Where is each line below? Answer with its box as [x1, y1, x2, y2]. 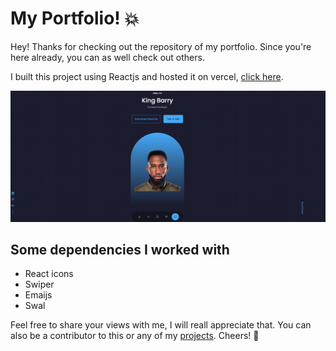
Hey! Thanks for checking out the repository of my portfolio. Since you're [10, 40, 312, 52]
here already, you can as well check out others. [10, 51, 205, 63]
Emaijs [24, 289, 53, 301]
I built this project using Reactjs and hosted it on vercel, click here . [10, 70, 284, 82]
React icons [24, 268, 74, 280]
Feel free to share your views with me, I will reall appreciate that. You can [10, 319, 312, 331]
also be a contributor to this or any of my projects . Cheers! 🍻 [10, 330, 260, 342]
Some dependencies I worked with [10, 242, 230, 258]
